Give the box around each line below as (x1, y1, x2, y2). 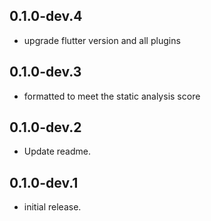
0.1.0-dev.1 (9, 174, 79, 191)
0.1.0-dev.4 (9, 8, 83, 25)
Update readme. (23, 145, 91, 158)
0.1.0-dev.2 (9, 119, 82, 136)
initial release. (23, 201, 82, 213)
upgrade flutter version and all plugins (23, 34, 181, 46)
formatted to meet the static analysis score (23, 90, 201, 102)
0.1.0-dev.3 (9, 64, 82, 81)
